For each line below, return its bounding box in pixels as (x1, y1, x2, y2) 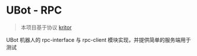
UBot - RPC (6, 4, 62, 17)
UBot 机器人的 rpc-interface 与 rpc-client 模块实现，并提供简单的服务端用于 (6, 36, 191, 43)
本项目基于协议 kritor (20, 24, 72, 31)
